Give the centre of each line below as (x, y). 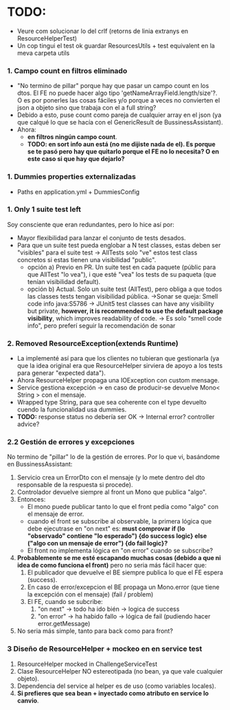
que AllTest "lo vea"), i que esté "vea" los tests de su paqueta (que (122, 274)
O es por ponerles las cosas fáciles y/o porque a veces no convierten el (118, 100)
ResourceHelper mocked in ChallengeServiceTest (87, 664)
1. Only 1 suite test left (44, 209)
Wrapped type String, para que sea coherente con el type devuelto (112, 402)
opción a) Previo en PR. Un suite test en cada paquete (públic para (122, 267)
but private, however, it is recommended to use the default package (125, 311)
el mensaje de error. (56, 514)
